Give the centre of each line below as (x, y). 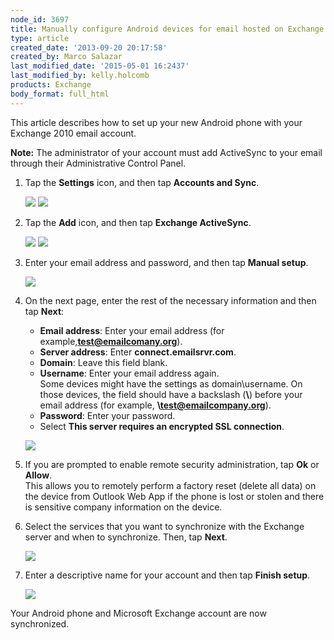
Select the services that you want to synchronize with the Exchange (164, 526)
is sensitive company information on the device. (123, 507)
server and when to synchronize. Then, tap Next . (126, 537)
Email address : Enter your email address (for (132, 330)
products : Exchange (51, 85)
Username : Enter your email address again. (129, 373)
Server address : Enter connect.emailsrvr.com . (138, 352)
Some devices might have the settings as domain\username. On (171, 383)
